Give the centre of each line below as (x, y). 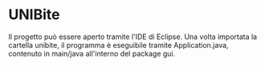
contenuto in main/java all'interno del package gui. (92, 53)
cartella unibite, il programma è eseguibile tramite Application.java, (118, 45)
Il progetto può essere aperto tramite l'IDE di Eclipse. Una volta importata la (133, 37)
